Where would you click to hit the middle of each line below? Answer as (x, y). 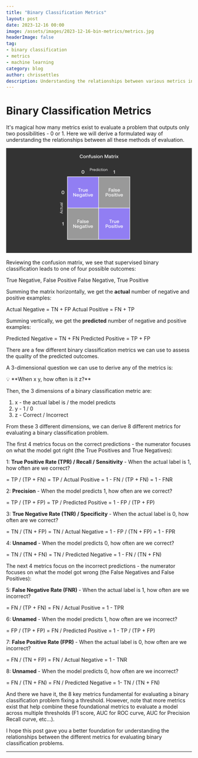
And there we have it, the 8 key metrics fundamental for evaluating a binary (98, 694)
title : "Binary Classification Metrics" (57, 12)
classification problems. (35, 743)
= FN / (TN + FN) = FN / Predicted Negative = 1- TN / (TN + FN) (83, 682)
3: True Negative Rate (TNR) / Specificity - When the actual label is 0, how (98, 513)
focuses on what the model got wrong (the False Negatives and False (90, 572)
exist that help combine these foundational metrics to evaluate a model (92, 707)
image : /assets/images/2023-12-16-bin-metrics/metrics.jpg (80, 31)
